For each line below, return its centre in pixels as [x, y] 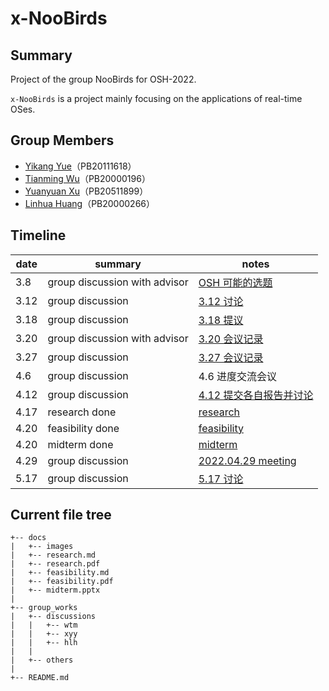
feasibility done [83, 428]
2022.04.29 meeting [247, 460]
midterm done [80, 444]
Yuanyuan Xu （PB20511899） [86, 191]
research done [82, 412]
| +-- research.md [53, 555]
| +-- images [42, 547]
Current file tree [61, 515]
